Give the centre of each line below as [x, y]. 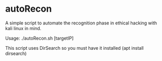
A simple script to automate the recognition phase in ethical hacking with [81, 23]
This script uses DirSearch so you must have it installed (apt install [74, 48]
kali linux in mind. [23, 28]
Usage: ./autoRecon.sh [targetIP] [39, 38]
